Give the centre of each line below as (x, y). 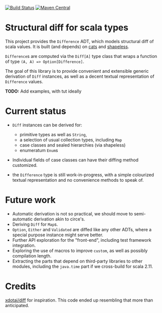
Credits (20, 286)
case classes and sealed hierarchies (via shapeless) (73, 145)
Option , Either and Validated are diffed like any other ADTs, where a (82, 229)
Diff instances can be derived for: (47, 125)
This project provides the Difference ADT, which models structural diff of (80, 41)
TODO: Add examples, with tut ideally (43, 91)
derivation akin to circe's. (60, 219)
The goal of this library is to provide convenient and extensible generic (77, 71)
